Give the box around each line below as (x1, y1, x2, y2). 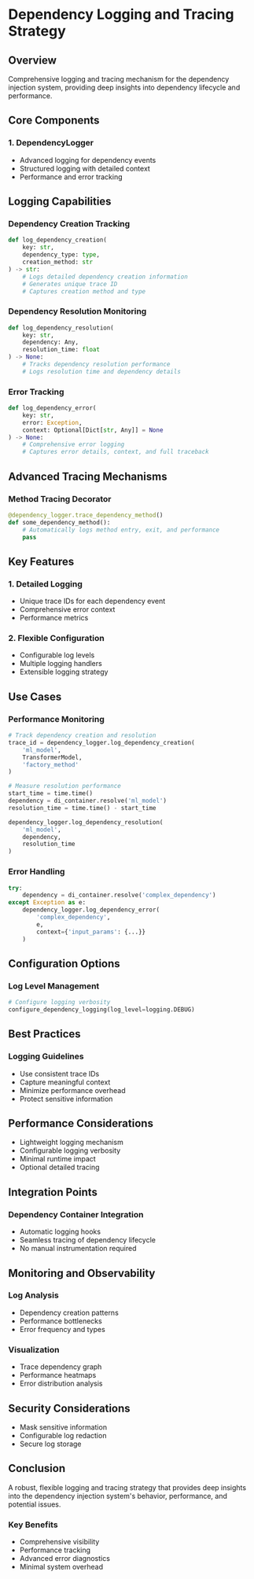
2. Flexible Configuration (8, 633, 105, 644)
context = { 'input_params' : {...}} (36, 928, 146, 936)
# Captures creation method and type (22, 287, 146, 296)
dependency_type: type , (22, 251, 101, 259)
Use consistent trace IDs (19, 1069, 100, 1078)
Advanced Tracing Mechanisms (8, 469, 167, 483)
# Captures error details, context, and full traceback (22, 448, 210, 456)
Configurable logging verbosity (19, 1146, 121, 1155)
